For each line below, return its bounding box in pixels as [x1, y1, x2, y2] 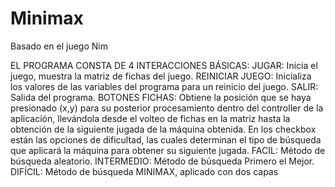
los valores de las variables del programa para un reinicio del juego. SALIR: [10, 80, 319, 92]
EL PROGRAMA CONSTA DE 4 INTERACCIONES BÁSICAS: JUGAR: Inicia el [10, 59, 318, 71]
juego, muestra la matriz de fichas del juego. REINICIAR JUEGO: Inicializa [10, 70, 312, 82]
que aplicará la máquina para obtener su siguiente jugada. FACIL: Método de [10, 144, 326, 156]
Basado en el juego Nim [10, 40, 108, 52]
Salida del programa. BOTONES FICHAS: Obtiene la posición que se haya [10, 91, 312, 103]
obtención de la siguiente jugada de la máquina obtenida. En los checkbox [10, 123, 317, 135]
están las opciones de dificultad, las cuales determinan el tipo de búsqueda [10, 133, 322, 146]
